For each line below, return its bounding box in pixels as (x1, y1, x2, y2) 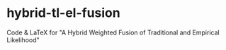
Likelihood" (6, 35, 40, 44)
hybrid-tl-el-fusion (6, 5, 121, 21)
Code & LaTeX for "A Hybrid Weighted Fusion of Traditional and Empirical (6, 28, 220, 37)
